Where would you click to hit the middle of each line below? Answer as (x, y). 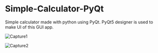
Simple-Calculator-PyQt (54, 9)
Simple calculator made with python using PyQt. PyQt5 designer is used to (79, 22)
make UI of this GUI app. (29, 27)
